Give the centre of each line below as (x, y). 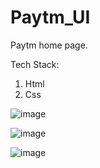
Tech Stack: (35, 64)
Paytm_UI (50, 17)
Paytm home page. (49, 45)
